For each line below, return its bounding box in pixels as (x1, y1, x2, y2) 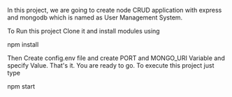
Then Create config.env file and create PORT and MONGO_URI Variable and (7, 54, 225, 62)
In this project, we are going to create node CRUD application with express (7, 6, 222, 14)
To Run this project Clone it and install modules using (7, 27, 160, 35)
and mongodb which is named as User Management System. (7, 13, 183, 22)
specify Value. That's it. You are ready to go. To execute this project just (7, 61, 215, 69)
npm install (7, 40, 39, 48)
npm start (7, 82, 36, 90)
